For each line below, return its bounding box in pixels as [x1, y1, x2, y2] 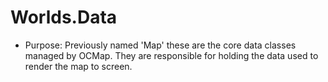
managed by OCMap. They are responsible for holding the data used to [24, 49, 319, 61]
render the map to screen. [24, 60, 133, 72]
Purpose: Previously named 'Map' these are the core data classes [24, 39, 297, 51]
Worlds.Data [10, 6, 118, 29]
